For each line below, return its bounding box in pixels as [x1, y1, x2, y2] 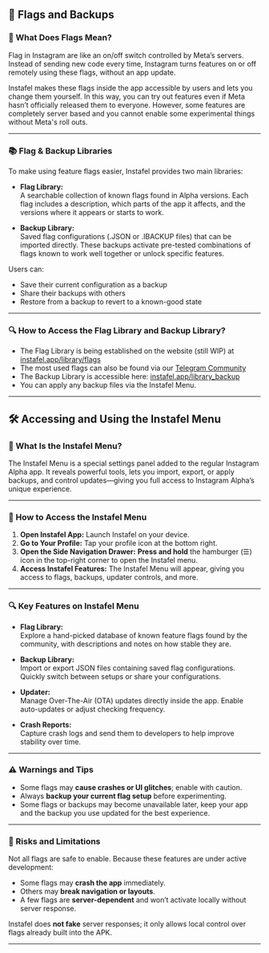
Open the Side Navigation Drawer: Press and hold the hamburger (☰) [19, 547, 252, 556]
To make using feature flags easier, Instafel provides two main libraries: [8, 166, 243, 176]
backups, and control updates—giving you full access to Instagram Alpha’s [8, 475, 255, 485]
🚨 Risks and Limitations [8, 836, 101, 847]
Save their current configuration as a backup [19, 279, 168, 289]
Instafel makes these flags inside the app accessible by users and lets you [8, 83, 254, 92]
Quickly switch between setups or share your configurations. [19, 671, 222, 681]
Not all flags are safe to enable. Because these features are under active [8, 854, 247, 864]
